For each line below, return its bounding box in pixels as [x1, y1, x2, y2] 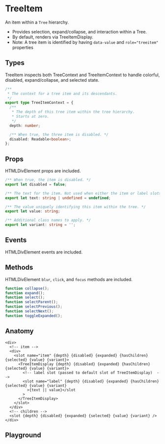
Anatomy [5, 327, 34, 335]
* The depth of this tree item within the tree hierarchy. [11, 109, 135, 115]
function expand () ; [5, 290, 45, 295]
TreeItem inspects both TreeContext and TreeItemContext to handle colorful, [5, 72, 160, 78]
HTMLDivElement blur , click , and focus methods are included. [5, 276, 133, 282]
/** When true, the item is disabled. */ [5, 178, 91, 183]
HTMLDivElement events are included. [5, 249, 82, 255]
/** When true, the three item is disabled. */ [9, 132, 109, 137]
